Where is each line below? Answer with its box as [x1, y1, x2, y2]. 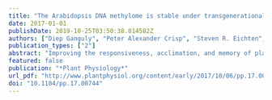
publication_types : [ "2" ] [8, 42, 96, 50]
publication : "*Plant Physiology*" [8, 65, 129, 73]
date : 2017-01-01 [8, 19, 67, 27]
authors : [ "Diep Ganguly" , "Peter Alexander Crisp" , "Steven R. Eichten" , [8, 34, 266, 43]
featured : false [8, 57, 63, 65]
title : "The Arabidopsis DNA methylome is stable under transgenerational [8, 11, 266, 20]
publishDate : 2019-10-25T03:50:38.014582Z [8, 27, 154, 35]
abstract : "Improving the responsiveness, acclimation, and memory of [8, 49, 252, 57]
